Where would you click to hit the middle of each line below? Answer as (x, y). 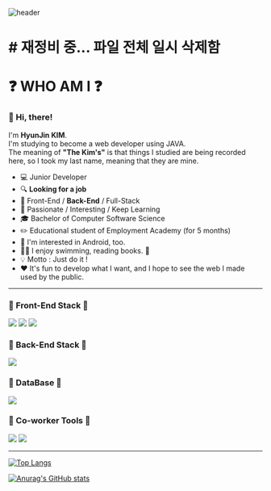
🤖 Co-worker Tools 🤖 (50, 421)
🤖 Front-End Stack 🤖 (48, 305)
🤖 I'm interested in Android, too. (73, 241)
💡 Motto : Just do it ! (54, 259)
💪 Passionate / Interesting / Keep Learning (90, 209)
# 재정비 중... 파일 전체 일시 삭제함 (115, 48)
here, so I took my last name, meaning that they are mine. (104, 161)
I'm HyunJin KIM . (38, 135)
